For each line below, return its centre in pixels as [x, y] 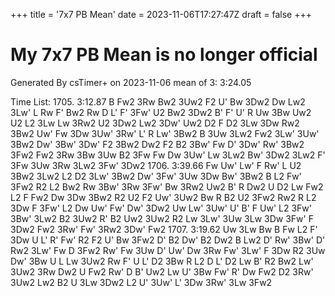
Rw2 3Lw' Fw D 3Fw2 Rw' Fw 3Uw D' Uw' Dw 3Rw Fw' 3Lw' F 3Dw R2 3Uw [168, 250]
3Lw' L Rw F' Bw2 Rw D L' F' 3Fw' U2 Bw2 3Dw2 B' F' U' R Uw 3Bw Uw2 [161, 112]
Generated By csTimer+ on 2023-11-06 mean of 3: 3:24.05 [131, 82]
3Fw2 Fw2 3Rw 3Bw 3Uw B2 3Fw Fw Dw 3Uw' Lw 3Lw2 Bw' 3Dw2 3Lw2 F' [168, 155]
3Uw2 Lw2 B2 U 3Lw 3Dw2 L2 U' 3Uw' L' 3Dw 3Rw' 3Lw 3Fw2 [141, 282]
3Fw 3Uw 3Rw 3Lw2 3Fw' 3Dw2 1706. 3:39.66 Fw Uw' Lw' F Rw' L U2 [156, 165]
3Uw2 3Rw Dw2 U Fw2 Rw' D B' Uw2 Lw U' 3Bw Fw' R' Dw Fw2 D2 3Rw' [162, 271]
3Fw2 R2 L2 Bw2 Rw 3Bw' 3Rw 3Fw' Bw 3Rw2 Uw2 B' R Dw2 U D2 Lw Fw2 [167, 186]
